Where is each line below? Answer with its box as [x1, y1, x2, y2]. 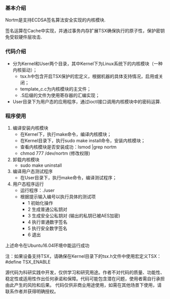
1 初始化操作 [27, 200, 54, 206]
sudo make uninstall [20, 162, 62, 168]
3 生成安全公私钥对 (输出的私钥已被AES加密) [27, 212, 120, 218]
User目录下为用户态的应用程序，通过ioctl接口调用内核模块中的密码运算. [12, 98, 161, 104]
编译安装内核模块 [12, 125, 49, 131]
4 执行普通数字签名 [27, 219, 68, 225]
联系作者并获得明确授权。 [5, 288, 59, 294]
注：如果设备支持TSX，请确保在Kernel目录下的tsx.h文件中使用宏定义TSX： [5, 253, 161, 259]
